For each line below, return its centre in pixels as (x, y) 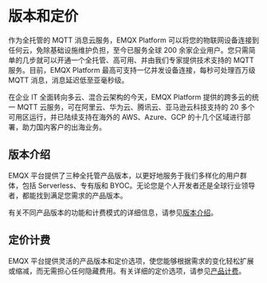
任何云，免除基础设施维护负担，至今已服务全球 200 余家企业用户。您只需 (129, 50)
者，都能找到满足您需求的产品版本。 (68, 195)
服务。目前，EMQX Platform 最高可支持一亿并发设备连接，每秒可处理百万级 (132, 70)
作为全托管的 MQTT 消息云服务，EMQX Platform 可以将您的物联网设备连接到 (133, 40)
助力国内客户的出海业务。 (64, 127)
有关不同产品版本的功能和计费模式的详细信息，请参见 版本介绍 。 (113, 212)
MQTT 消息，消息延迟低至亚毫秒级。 (69, 80)
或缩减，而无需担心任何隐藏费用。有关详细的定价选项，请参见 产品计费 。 (127, 271)
